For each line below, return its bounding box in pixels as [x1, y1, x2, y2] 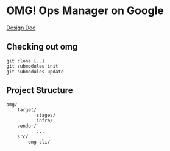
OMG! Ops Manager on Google [6, 4, 165, 18]
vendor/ [17, 123, 37, 129]
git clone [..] [6, 57, 45, 64]
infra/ [36, 117, 53, 123]
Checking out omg [6, 42, 78, 52]
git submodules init [6, 63, 59, 69]
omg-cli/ [28, 139, 51, 145]
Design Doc [6, 24, 36, 31]
